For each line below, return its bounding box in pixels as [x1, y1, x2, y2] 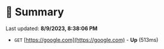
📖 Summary [5, 5, 64, 19]
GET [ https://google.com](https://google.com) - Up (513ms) [14, 36, 159, 43]
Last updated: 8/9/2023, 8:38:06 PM [5, 25, 98, 32]
